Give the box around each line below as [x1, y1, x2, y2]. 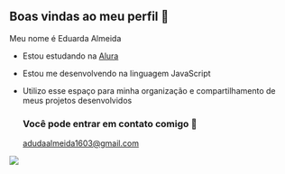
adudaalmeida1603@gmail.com [22, 138, 140, 149]
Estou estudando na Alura [22, 50, 119, 61]
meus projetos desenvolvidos [22, 95, 133, 105]
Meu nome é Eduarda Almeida [9, 32, 122, 43]
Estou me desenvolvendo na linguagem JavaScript [22, 68, 211, 78]
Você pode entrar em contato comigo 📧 [22, 117, 198, 130]
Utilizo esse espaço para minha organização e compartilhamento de [22, 85, 276, 96]
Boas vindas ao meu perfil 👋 [9, 9, 170, 24]
